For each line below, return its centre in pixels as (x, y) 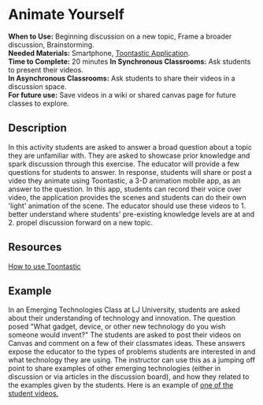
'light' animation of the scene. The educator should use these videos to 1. (127, 206)
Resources (35, 247)
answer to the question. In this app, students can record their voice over (125, 189)
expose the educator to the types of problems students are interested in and (132, 351)
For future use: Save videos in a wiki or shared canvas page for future (122, 95)
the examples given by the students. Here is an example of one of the (121, 385)
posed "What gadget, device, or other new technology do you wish (117, 327)
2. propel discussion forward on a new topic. (81, 222)
